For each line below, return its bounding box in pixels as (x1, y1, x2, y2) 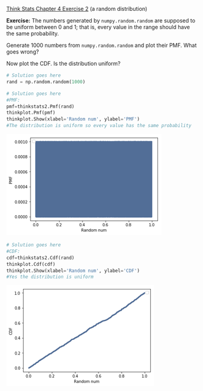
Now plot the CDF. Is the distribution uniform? (6, 60, 121, 67)
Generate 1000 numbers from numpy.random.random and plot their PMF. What (6, 42, 197, 49)
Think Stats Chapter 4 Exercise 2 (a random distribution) (6, 5, 148, 12)
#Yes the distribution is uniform (6, 274, 94, 280)
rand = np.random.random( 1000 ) (6, 78, 86, 85)
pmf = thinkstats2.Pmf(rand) (6, 103, 75, 109)
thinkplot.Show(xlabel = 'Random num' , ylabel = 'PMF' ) (6, 116, 140, 122)
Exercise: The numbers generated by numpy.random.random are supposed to (6, 17, 196, 24)
